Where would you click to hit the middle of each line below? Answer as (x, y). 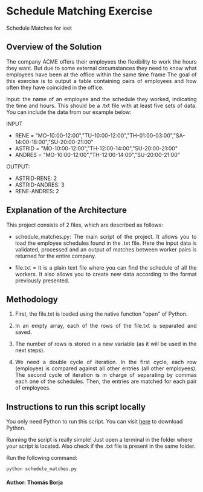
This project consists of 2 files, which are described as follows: (85, 225)
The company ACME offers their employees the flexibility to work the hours (101, 61)
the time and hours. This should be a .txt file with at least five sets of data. (101, 105)
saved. (23, 332)
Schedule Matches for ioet (39, 28)
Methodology (32, 299)
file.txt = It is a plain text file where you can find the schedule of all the (106, 267)
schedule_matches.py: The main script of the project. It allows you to (106, 236)
